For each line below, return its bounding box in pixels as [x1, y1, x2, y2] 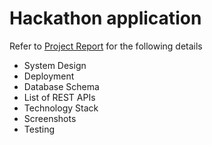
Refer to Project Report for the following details [9, 40, 203, 52]
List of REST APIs [23, 91, 96, 103]
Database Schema [23, 80, 100, 92]
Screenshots [23, 112, 77, 124]
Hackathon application [9, 7, 202, 30]
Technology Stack [23, 102, 99, 114]
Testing [23, 123, 56, 135]
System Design [23, 59, 87, 71]
